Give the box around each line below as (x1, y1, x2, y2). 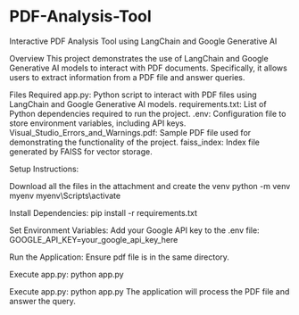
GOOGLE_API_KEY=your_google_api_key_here (9, 234, 179, 245)
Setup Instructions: (9, 163, 79, 174)
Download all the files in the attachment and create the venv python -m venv (9, 180, 291, 191)
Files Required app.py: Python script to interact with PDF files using (9, 89, 257, 100)
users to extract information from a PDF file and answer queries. (9, 71, 245, 82)
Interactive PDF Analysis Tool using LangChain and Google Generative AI (9, 36, 278, 46)
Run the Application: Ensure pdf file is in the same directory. (9, 252, 230, 262)
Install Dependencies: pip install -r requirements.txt (9, 207, 198, 218)
